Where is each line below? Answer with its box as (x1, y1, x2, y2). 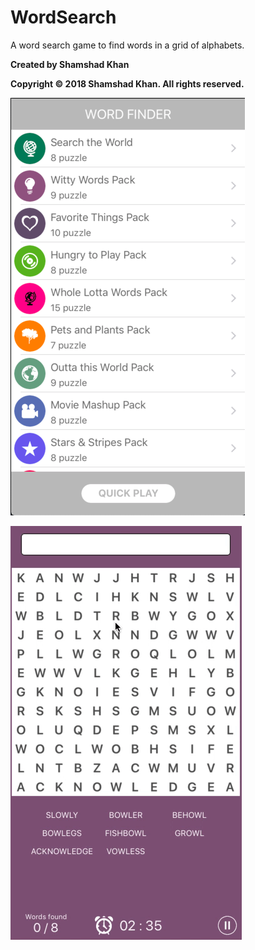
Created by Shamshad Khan (10, 58, 130, 70)
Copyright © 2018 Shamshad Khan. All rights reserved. (10, 77, 245, 90)
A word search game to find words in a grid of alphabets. (10, 39, 245, 51)
